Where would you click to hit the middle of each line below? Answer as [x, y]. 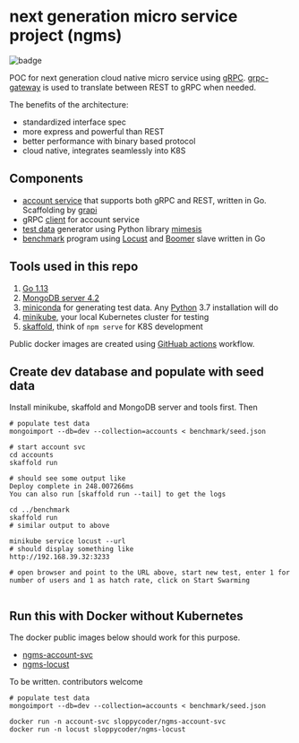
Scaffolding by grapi [60, 210]
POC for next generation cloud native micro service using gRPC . [128, 77]
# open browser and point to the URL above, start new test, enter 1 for [150, 573]
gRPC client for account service [81, 219]
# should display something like [72, 549]
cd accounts [31, 455]
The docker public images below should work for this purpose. [125, 637]
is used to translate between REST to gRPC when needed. [149, 87]
